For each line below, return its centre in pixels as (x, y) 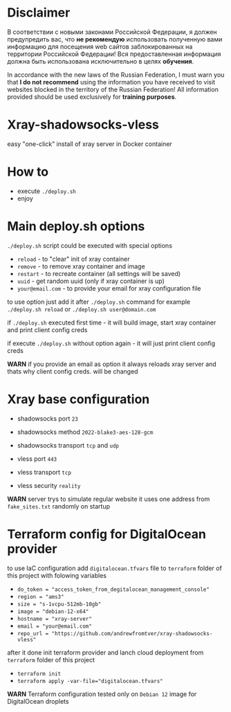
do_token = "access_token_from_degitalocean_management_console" (113, 590)
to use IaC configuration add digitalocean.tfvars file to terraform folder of (115, 568)
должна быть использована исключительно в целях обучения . (101, 61)
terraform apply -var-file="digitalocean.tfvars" (90, 681)
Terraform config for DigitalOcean (107, 534)
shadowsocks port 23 (47, 418)
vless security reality (49, 485)
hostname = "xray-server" (54, 619)
